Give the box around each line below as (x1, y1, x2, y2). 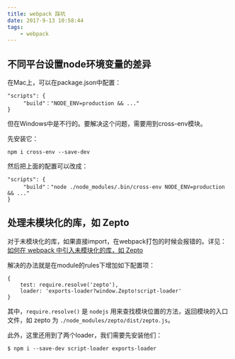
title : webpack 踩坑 (7, 10, 66, 18)
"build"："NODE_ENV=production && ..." (23, 100, 140, 107)
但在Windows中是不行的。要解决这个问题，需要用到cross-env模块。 (7, 120, 207, 128)
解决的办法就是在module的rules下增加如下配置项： (7, 261, 156, 269)
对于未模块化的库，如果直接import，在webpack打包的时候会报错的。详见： (7, 237, 227, 245)
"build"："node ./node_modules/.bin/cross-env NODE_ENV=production (23, 183, 225, 191)
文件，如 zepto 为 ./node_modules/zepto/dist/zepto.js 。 (7, 316, 175, 324)
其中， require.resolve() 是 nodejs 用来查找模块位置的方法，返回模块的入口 (7, 307, 229, 315)
